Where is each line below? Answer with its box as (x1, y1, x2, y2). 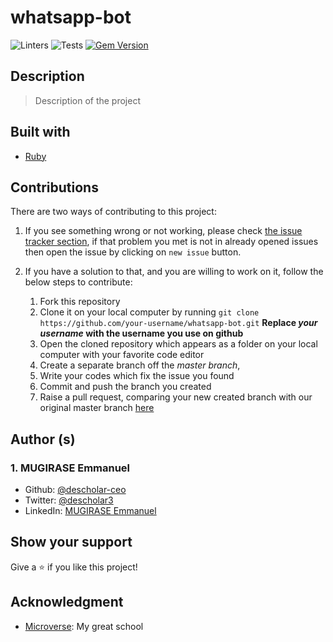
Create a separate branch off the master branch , (39, 359, 241, 371)
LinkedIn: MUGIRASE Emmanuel (24, 505, 157, 517)
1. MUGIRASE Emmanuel (10, 461, 131, 475)
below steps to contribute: (24, 276, 133, 288)
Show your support (10, 534, 133, 551)
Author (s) (10, 431, 76, 448)
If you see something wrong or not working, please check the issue (24, 225, 303, 237)
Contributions (10, 179, 99, 196)
